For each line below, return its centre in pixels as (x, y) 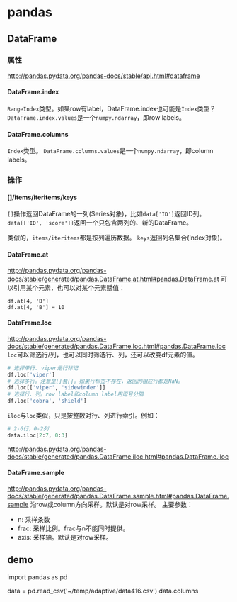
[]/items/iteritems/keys (42, 197)
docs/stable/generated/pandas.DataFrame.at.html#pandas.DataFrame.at (113, 279)
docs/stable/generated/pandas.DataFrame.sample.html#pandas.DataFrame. (118, 496)
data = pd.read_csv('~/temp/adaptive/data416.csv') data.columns (103, 591)
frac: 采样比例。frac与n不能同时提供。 (73, 528)
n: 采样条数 (34, 520)
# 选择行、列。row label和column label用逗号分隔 (75, 394)
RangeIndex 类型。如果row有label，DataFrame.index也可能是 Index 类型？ (112, 109)
